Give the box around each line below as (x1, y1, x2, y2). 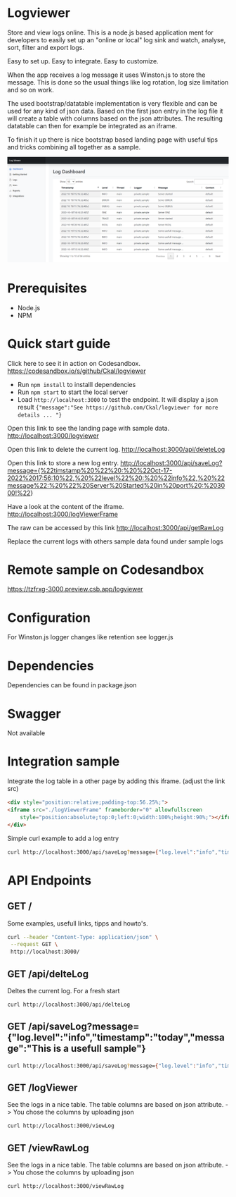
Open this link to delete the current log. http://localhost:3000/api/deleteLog (7, 445, 225, 453)
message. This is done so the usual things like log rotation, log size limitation (7, 78, 229, 86)
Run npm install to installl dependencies (17, 380, 136, 388)
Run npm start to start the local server (17, 388, 129, 396)
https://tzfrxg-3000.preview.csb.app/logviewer (7, 585, 143, 594)
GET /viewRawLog (7, 1142, 89, 1154)
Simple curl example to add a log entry (7, 834, 119, 842)
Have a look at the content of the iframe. (7, 502, 124, 510)
